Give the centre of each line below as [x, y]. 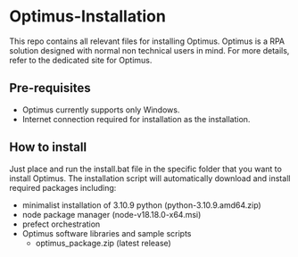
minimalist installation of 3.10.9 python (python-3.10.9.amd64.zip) [141, 205]
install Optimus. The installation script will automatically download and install [150, 178]
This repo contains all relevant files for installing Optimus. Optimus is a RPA [147, 41]
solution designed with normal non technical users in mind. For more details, [149, 50]
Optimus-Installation [88, 17]
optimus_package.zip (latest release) [103, 243]
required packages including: [63, 187]
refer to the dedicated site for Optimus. [81, 60]
